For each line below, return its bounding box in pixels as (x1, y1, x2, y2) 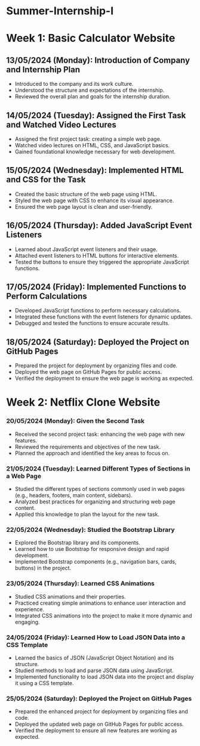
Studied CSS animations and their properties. (14, 593, 127, 600)
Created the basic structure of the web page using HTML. (14, 190, 157, 197)
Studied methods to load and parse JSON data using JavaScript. (14, 667, 174, 674)
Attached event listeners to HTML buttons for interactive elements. (14, 252, 179, 259)
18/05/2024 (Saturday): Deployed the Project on (6, 337, 190, 347)
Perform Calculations (6, 291, 88, 302)
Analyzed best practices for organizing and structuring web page (14, 498, 176, 505)
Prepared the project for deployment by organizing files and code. (14, 362, 178, 369)
